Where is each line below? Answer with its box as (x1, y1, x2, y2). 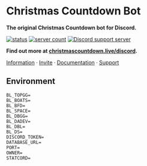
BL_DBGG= (6, 113, 28, 119)
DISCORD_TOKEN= (6, 134, 44, 140)
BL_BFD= (6, 102, 26, 108)
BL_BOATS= (6, 97, 31, 103)
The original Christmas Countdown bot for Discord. (6, 24, 137, 31)
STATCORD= (6, 155, 31, 161)
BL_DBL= (6, 123, 26, 129)
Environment (6, 76, 56, 86)
